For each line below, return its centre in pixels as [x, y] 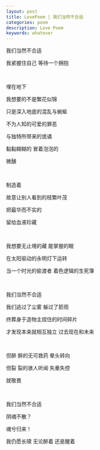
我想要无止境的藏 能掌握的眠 [40, 246]
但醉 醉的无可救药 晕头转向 [38, 356]
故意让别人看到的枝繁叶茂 [37, 198]
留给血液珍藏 [21, 222]
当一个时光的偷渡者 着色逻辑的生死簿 [50, 271]
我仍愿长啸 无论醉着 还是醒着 [41, 441]
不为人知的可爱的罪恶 [31, 124]
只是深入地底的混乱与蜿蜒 [37, 112]
